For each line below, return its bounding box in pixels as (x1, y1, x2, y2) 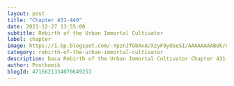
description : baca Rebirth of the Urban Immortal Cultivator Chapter (7, 55, 214, 62)
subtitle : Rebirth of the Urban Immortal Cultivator (7, 29, 164, 37)
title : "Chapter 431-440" (7, 17, 82, 24)
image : (7, 42, 26, 49)
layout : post (7, 10, 45, 17)
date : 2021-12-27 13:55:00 (7, 23, 86, 30)
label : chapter (7, 36, 52, 43)
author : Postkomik (7, 62, 61, 69)
